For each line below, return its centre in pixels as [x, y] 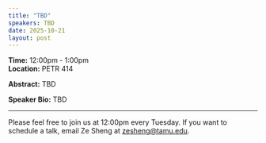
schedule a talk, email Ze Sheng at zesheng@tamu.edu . [99, 131]
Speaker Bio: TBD [38, 99]
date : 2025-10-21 [37, 30]
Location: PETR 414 [41, 69]
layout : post [30, 38]
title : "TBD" [30, 15]
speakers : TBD [32, 23]
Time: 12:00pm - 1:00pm [49, 60]
